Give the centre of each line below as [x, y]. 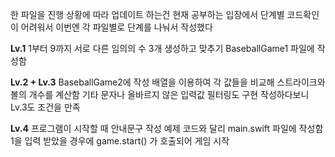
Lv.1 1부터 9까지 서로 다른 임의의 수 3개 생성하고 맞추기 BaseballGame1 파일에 [162, 48]
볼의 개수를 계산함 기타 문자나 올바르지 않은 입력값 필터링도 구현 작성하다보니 [160, 94]
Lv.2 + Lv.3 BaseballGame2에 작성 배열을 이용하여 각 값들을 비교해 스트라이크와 [168, 82]
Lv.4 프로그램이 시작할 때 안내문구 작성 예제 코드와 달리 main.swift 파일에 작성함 [167, 128]
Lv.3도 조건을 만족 [45, 107]
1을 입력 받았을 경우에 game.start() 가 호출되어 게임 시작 [120, 141]
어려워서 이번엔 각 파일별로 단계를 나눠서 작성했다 [116, 27]
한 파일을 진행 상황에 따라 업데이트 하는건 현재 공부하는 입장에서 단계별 [147, 14]
